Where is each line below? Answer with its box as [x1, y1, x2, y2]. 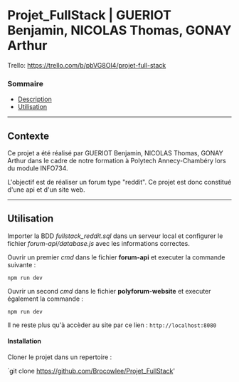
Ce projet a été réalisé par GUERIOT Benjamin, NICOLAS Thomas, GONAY [7, 149, 223, 158]
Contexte [7, 130, 50, 142]
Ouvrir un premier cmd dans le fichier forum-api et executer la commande [7, 253, 225, 262]
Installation [7, 337, 41, 346]
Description [17, 95, 52, 103]
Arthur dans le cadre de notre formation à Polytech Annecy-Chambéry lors [7, 157, 226, 165]
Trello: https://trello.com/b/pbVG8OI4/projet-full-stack [7, 61, 166, 69]
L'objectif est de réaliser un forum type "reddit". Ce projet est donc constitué [7, 178, 232, 187]
